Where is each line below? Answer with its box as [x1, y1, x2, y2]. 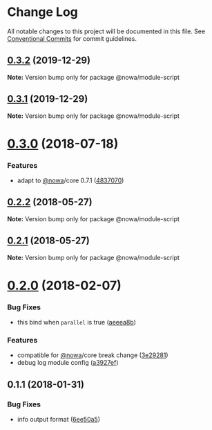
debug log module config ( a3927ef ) [17, 359, 119, 367]
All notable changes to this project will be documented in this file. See [7, 27, 206, 35]
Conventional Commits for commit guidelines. [7, 34, 137, 42]
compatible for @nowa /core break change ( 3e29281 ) [17, 351, 168, 359]
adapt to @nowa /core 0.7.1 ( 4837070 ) [17, 176, 124, 184]
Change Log [7, 4, 78, 20]
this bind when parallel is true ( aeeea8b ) [17, 318, 137, 327]
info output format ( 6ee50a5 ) [17, 415, 101, 424]
